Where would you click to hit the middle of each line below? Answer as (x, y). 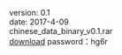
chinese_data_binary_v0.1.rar (61, 31)
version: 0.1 (30, 13)
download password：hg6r (59, 41)
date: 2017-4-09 (39, 22)
